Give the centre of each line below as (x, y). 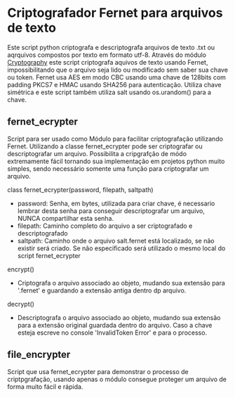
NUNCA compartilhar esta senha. (66, 218)
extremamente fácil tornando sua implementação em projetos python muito (116, 161)
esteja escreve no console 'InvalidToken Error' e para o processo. (112, 333)
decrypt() (21, 304)
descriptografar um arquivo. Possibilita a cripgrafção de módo (97, 153)
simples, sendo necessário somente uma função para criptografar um (108, 168)
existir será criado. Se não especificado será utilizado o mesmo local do (121, 248)
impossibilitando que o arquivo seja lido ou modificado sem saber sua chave (117, 70)
